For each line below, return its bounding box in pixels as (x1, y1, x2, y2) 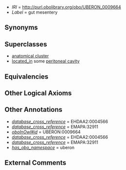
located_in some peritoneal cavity (11, 58, 80, 64)
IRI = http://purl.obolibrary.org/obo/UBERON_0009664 (11, 4, 122, 10)
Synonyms (4, 23, 38, 32)
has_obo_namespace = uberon (11, 144, 75, 150)
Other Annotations (4, 106, 63, 114)
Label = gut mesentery (11, 9, 58, 15)
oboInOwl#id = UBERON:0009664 (11, 129, 81, 135)
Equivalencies (4, 72, 48, 81)
